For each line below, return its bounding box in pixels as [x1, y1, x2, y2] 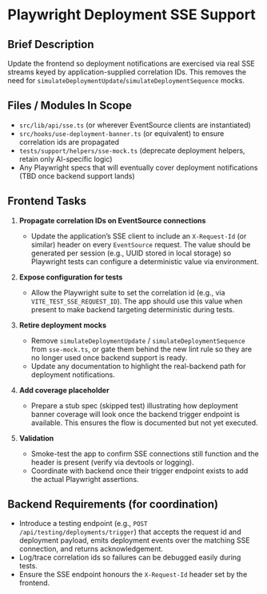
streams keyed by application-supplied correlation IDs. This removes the [7, 67, 247, 77]
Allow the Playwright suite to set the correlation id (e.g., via [30, 287, 225, 297]
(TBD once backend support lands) [18, 171, 135, 181]
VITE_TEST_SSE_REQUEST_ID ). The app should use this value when [30, 296, 243, 306]
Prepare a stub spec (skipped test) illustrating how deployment [30, 400, 239, 410]
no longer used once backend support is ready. [30, 352, 188, 362]
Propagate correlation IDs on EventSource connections [18, 215, 206, 225]
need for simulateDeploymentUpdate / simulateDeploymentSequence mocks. [7, 76, 245, 85]
